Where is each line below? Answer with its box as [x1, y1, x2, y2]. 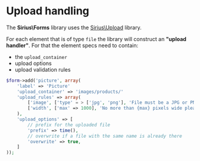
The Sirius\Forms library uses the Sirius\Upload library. [6, 24, 142, 31]
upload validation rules [14, 66, 71, 73]
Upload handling [6, 4, 89, 18]
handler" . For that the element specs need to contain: [6, 42, 139, 49]
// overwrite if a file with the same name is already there [27, 133, 183, 139]
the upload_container [14, 53, 67, 60]
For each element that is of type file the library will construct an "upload [6, 35, 186, 42]
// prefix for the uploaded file [27, 122, 111, 128]
